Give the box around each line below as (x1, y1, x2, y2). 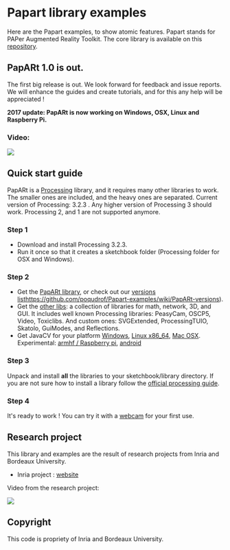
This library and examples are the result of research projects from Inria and (7, 450, 220, 458)
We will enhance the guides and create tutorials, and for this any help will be (7, 87, 223, 95)
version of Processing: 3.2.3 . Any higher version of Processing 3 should (7, 200, 212, 209)
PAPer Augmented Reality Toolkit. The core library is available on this (7, 34, 203, 43)
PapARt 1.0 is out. (7, 62, 84, 73)
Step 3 (7, 356, 30, 365)
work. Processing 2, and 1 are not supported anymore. (7, 207, 161, 216)
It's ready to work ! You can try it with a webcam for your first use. (7, 412, 194, 420)
